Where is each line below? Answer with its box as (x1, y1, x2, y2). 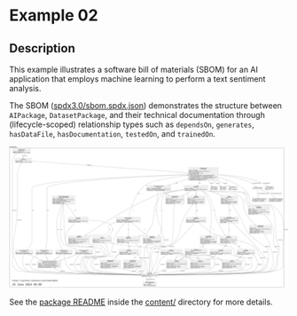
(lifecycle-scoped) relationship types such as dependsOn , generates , (9, 119, 254, 130)
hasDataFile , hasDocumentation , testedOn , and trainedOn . (9, 129, 215, 138)
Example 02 (9, 5, 99, 26)
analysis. (9, 83, 42, 93)
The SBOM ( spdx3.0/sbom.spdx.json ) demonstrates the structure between (9, 100, 282, 111)
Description (9, 41, 75, 56)
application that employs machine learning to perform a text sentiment (9, 74, 266, 84)
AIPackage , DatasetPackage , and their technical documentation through (9, 110, 266, 120)
